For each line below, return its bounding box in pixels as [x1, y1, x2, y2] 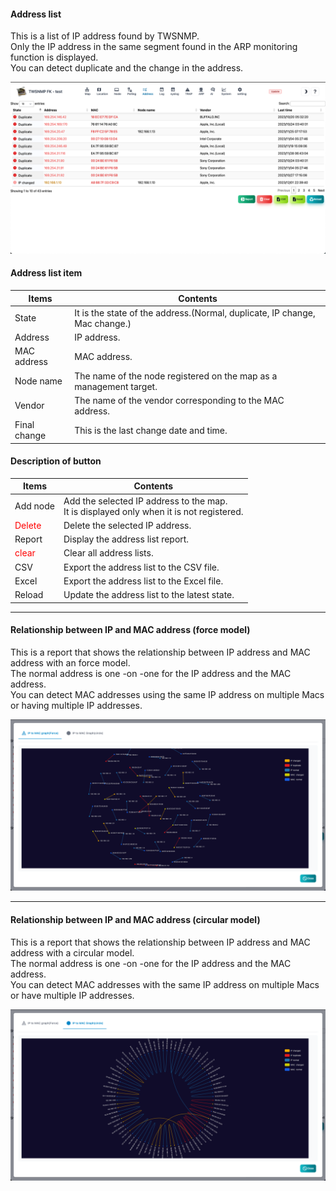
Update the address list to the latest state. [63, 589, 235, 600]
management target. [74, 380, 158, 392]
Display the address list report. [63, 533, 190, 545]
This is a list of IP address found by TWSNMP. [10, 30, 200, 42]
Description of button [10, 455, 102, 467]
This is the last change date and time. [74, 424, 228, 436]
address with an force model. [10, 656, 131, 669]
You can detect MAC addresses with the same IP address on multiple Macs [10, 978, 320, 990]
